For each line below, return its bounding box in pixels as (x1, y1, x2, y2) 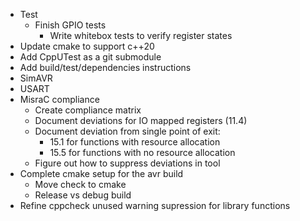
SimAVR (19, 72, 53, 84)
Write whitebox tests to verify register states (49, 30, 233, 41)
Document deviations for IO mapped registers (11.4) (34, 115, 248, 126)
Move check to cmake (34, 179, 127, 190)
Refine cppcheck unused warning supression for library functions (19, 200, 291, 211)
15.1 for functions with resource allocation (49, 136, 221, 148)
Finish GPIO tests (34, 19, 107, 31)
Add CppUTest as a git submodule (19, 51, 162, 63)
